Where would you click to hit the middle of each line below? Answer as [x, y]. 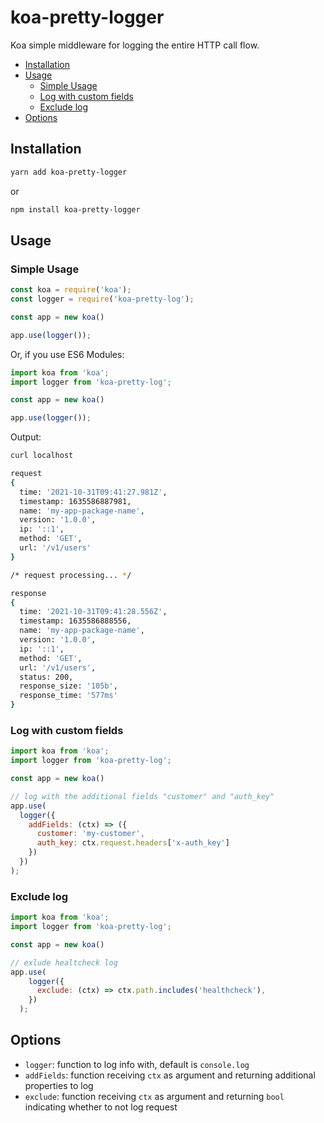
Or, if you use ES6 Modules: [67, 354]
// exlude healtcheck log [64, 962]
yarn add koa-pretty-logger [69, 172]
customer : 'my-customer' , [90, 834]
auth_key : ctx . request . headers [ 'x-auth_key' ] [133, 843]
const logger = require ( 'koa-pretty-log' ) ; [102, 299]
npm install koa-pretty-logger [75, 209]
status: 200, [46, 677]
